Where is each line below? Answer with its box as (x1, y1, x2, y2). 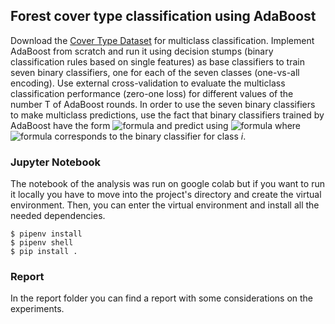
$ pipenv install (10, 229, 83, 239)
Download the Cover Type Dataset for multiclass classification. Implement (10, 34, 315, 46)
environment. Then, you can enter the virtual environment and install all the (10, 199, 320, 211)
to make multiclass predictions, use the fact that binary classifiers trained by (10, 109, 325, 121)
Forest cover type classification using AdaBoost (10, 8, 317, 25)
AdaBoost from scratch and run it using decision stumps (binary (10, 45, 274, 57)
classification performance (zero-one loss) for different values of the (10, 87, 294, 99)
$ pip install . (10, 247, 78, 257)
